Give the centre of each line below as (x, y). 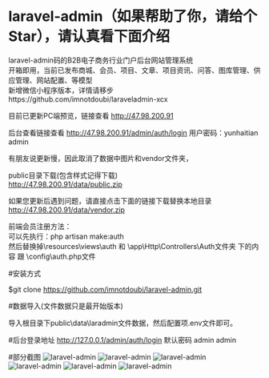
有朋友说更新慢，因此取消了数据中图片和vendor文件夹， (101, 158)
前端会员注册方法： (40, 226)
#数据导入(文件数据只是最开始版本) (66, 306)
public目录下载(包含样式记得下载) (63, 175)
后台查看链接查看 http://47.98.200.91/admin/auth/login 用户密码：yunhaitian (133, 132)
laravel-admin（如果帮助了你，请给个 (133, 16)
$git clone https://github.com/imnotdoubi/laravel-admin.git (105, 289)
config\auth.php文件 (62, 256)
